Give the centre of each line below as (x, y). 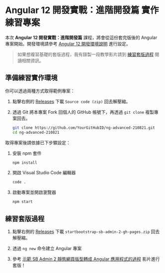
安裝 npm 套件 (27, 153)
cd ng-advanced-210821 (36, 132)
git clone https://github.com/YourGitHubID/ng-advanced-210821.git (83, 128)
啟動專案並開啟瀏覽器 (34, 192)
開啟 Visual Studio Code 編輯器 (44, 173)
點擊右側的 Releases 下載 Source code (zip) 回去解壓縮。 (71, 101)
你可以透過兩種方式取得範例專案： (40, 91)
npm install (25, 163)
